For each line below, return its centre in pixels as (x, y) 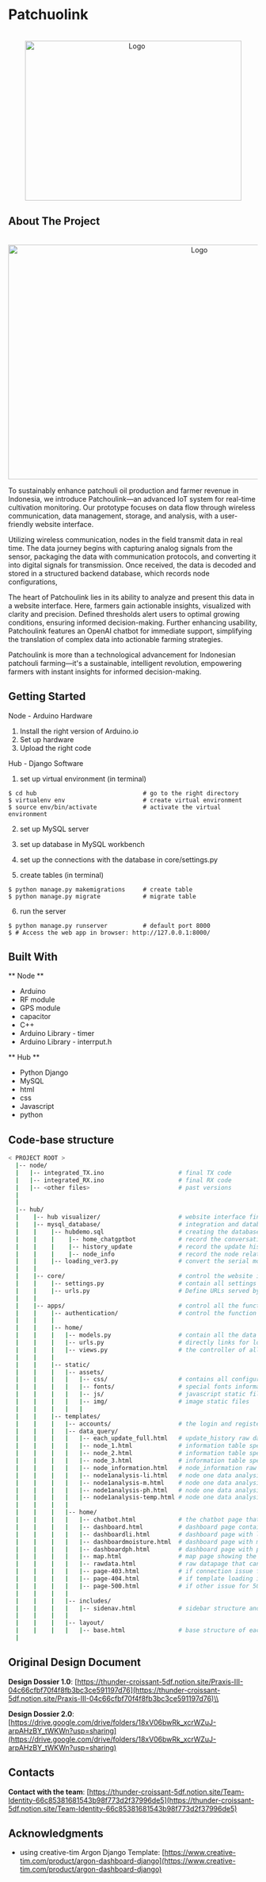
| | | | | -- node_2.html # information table (131, 1453)
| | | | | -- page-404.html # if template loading (134, 1579)
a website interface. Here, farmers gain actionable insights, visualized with (129, 606)
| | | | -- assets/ (60, 1372)
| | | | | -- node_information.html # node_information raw (136, 1468)
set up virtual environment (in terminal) (83, 779)
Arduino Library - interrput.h (66, 1042)
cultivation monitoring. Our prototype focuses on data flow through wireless (132, 507)
